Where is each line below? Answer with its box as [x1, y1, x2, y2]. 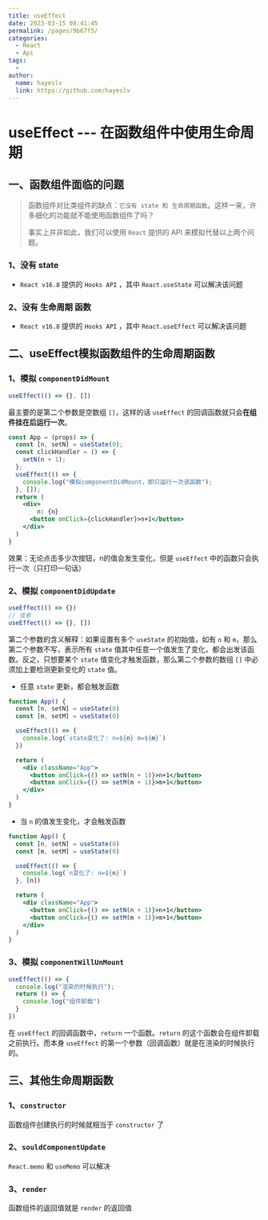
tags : [8, 57, 26, 65]
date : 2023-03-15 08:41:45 [8, 19, 98, 27]
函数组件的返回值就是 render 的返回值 [8, 1203, 132, 1213]
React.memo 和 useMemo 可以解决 [8, 1161, 110, 1171]
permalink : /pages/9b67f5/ [8, 26, 98, 34]
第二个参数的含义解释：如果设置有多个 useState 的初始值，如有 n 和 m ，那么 [8, 634, 258, 644]
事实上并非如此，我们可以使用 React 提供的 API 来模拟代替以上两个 [27, 228, 248, 237]
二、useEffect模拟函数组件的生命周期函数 [8, 347, 216, 361]
